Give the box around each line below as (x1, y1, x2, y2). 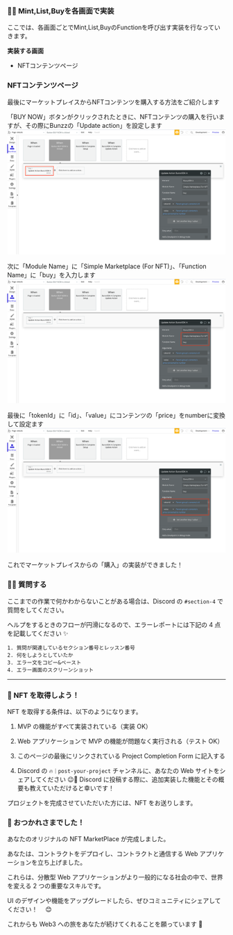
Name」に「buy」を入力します (7, 270, 96, 279)
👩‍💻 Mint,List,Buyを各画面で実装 (7, 6, 114, 15)
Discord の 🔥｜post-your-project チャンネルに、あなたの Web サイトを (17, 767, 220, 774)
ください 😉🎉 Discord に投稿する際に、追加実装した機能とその (41, 775, 218, 783)
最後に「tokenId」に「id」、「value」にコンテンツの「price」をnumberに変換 (7, 412, 225, 420)
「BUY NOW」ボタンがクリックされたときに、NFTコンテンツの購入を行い (7, 113, 219, 121)
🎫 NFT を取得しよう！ (7, 690, 80, 700)
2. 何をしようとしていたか (7, 651, 74, 658)
